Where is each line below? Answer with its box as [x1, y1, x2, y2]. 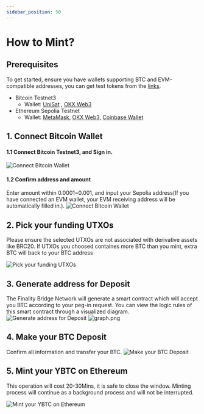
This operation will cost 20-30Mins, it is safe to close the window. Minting [6, 382, 191, 390]
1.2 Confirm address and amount [6, 175, 91, 183]
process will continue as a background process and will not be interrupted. [6, 388, 194, 396]
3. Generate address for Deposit [6, 278, 130, 289]
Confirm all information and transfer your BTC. [6, 348, 122, 355]
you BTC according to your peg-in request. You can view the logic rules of [6, 302, 192, 309]
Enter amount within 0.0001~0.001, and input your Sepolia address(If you [6, 189, 189, 197]
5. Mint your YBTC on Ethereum [6, 366, 128, 376]
